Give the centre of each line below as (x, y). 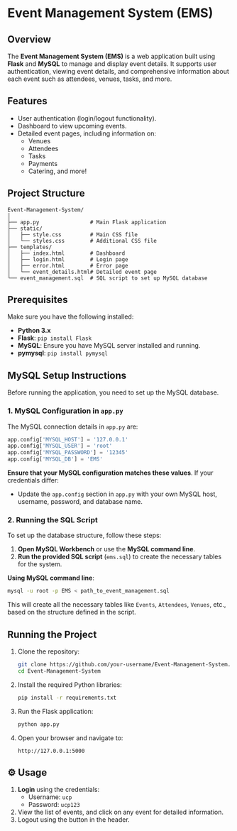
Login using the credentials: (59, 790)
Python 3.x (34, 331)
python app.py (38, 724)
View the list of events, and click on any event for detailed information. (121, 812)
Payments (43, 163)
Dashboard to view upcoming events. (72, 126)
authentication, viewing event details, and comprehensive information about (118, 71)
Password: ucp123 (54, 805)
